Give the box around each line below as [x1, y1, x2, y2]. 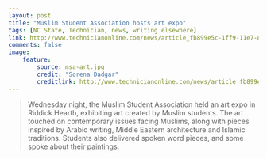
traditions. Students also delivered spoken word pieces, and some [27, 133, 244, 142]
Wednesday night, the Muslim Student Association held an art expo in [27, 100, 256, 109]
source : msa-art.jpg [37, 63, 105, 71]
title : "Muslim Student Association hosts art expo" [8, 19, 187, 27]
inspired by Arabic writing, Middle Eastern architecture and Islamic [27, 124, 246, 134]
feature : [22, 56, 52, 64]
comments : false [8, 41, 62, 49]
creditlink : [37, 78, 77, 85]
